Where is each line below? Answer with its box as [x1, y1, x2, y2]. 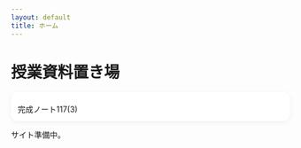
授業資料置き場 [11, 62, 120, 82]
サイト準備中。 [11, 129, 66, 140]
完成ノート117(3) [18, 104, 79, 115]
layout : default [11, 12, 71, 22]
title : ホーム [11, 21, 59, 30]
